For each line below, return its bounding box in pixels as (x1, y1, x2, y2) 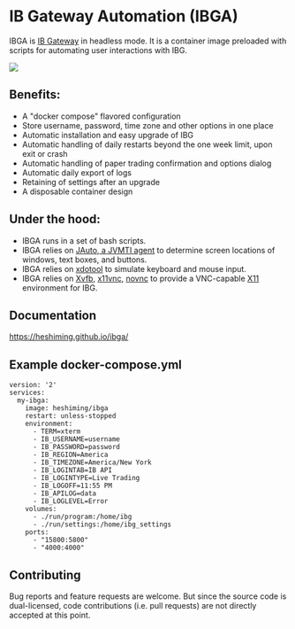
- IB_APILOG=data (32, 489, 97, 498)
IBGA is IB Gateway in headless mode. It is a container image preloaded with (9, 35, 287, 46)
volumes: (25, 505, 57, 514)
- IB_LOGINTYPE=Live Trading (32, 474, 140, 483)
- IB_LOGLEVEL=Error (32, 497, 109, 506)
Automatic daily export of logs (21, 167, 132, 178)
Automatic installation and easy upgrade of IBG (21, 129, 194, 140)
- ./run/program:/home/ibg (32, 512, 132, 522)
